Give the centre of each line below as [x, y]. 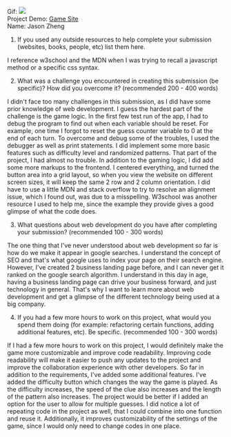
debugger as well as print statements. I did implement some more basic [109, 145]
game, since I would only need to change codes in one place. [94, 426]
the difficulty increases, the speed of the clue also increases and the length [114, 389]
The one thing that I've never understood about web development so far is [113, 245]
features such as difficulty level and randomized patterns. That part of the [112, 153]
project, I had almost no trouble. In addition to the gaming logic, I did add [110, 160]
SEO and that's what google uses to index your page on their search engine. [115, 260]
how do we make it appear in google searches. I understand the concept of [114, 253]
